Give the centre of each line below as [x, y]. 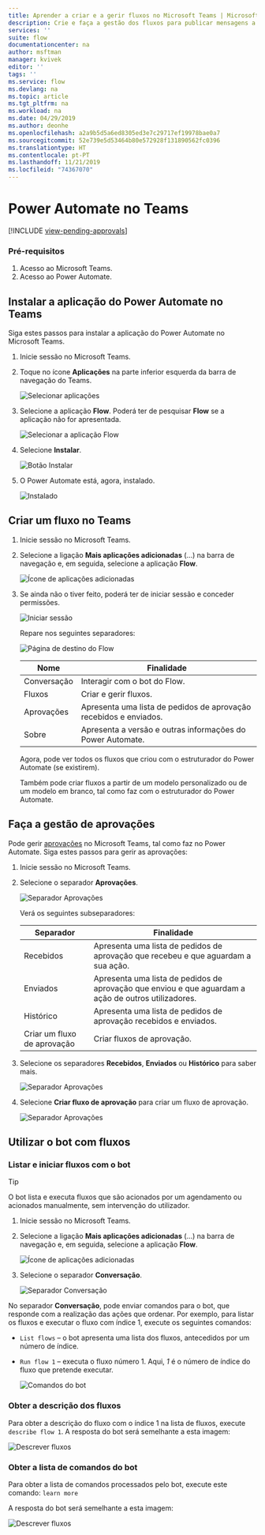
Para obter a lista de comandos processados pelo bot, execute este [118, 1484]
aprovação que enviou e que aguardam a [170, 988]
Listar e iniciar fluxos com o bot [69, 1164]
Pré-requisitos [36, 251]
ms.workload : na [35, 111]
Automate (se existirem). [60, 767]
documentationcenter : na [49, 45]
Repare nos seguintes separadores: [77, 633]
